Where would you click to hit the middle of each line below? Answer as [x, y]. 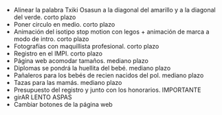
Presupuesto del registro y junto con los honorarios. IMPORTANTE [107, 90]
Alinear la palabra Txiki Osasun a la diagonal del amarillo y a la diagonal [114, 10]
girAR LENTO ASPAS [43, 97]
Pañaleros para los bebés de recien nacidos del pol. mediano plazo [109, 75]
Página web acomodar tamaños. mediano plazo [81, 61]
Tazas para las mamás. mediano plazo [68, 82]
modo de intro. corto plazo [51, 39]
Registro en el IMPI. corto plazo [58, 53]
